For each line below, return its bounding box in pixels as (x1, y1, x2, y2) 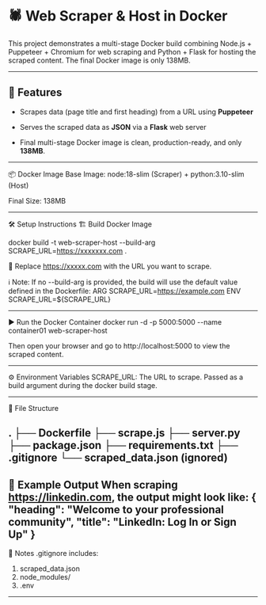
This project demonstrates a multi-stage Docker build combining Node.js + (8, 38, 252, 48)
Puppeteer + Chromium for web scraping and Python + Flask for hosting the (8, 47, 256, 56)
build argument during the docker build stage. (8, 380, 158, 390)
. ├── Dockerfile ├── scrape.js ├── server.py (8, 426, 241, 440)
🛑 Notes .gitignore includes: (8, 548, 99, 557)
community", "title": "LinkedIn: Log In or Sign (8, 515, 237, 528)
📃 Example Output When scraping (8, 478, 178, 492)
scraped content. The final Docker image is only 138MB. (8, 55, 192, 65)
